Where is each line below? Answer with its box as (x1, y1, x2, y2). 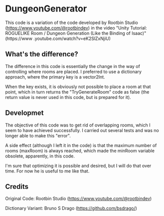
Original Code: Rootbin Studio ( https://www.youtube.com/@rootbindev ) (5, 195, 152, 201)
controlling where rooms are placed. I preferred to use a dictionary (5, 68, 142, 74)
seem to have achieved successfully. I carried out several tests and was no (5, 127, 160, 133)
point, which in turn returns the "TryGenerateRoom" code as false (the (5, 88, 150, 95)
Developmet (5, 108, 44, 117)
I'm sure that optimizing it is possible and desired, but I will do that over (5, 162, 152, 168)
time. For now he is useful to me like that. (5, 168, 90, 174)
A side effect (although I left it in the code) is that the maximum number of (5, 142, 157, 148)
